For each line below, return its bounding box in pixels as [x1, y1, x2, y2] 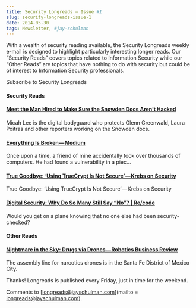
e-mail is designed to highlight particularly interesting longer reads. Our [6, 48, 181, 55]
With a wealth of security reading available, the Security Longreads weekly [6, 42, 189, 49]
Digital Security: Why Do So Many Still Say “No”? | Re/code [6, 199, 156, 206]
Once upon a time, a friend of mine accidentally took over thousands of [6, 153, 181, 160]
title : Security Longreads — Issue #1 [6, 8, 102, 15]
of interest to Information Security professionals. [6, 67, 125, 74]
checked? [6, 219, 30, 226]
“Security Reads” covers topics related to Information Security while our [6, 54, 182, 61]
